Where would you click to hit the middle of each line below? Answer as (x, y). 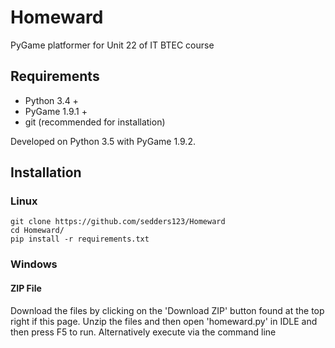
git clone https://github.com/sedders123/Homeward (118, 222)
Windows (34, 264)
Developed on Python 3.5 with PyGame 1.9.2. (103, 141)
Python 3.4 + (51, 100)
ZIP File (26, 288)
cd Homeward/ (37, 231)
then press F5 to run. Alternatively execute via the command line (143, 332)
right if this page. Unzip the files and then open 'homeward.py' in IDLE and (164, 321)
